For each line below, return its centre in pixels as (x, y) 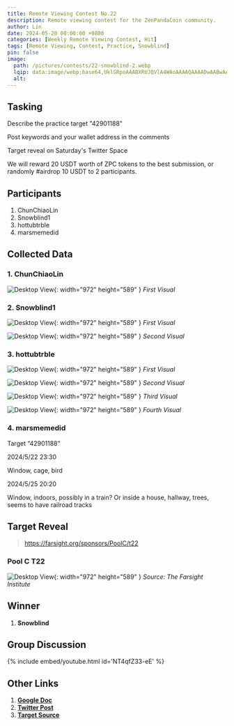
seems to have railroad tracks (50, 505)
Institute (19, 584)
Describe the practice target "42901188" (65, 123)
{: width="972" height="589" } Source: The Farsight (128, 577)
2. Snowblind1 (31, 308)
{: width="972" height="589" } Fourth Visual (118, 410)
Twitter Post (35, 708)
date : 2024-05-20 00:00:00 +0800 (56, 33)
